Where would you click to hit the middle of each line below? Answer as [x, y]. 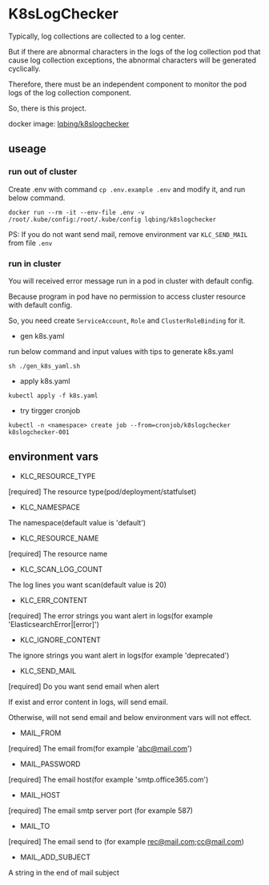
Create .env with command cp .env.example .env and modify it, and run [127, 189]
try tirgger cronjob [50, 410]
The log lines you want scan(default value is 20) [87, 585]
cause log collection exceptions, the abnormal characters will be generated [132, 60]
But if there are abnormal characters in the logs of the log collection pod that [134, 51]
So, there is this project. [47, 108]
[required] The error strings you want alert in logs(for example [111, 615]
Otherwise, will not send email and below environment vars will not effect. [130, 717]
